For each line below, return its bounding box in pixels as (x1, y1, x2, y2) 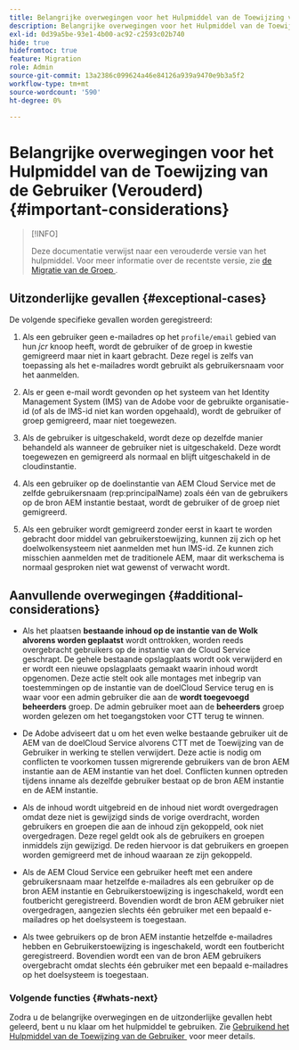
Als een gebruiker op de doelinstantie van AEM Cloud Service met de (21, 478, 276, 489)
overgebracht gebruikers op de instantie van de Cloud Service (21, 644, 251, 655)
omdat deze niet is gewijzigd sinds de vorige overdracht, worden (21, 811, 260, 822)
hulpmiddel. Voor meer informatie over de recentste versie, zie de (30, 255, 272, 266)
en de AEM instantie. (21, 784, 99, 795)
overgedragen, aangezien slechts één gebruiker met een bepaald (21, 905, 263, 915)
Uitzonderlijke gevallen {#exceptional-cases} (9, 291, 267, 306)
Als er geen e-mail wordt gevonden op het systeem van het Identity (21, 387, 270, 398)
